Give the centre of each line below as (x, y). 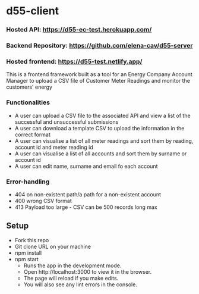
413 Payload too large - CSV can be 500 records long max (86, 207)
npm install (28, 253)
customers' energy (29, 87)
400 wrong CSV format (43, 201)
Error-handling (28, 182)
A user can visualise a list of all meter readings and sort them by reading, (104, 140)
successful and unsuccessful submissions (67, 122)
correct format (32, 135)
